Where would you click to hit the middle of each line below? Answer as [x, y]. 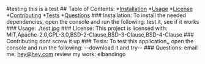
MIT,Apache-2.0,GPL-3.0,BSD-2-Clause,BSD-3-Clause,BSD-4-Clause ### [100, 35]
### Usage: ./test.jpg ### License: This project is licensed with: [87, 28]
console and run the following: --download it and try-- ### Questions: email [102, 48]
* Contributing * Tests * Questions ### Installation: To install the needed [96, 15]
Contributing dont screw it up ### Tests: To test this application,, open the [100, 41]
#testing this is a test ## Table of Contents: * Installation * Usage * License [99, 9]
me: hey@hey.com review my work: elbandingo [66, 54]
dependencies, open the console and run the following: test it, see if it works [103, 22]
